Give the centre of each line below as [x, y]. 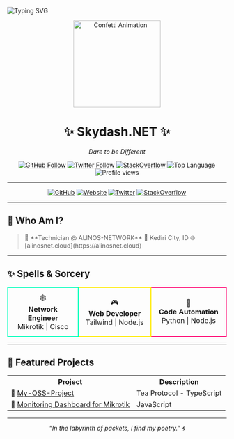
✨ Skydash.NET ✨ [117, 132]
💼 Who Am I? [36, 221]
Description [179, 382]
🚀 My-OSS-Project [42, 393]
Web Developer [115, 313]
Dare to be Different [117, 151]
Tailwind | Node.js [115, 322]
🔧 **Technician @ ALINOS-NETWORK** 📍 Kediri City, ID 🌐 [110, 237]
